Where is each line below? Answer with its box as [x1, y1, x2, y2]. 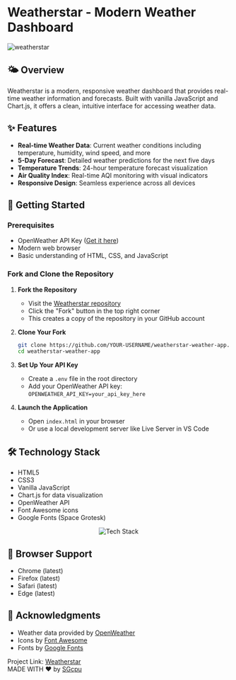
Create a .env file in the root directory [28, 375, 138, 383]
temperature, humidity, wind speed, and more [17, 148, 151, 157]
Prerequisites [7, 220, 54, 230]
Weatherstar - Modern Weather [7, 4, 196, 21]
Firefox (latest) [17, 574, 61, 582]
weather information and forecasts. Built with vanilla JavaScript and [21, 93, 218, 103]
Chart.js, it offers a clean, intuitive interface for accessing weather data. [7, 101, 216, 110]
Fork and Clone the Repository [7, 269, 114, 279]
